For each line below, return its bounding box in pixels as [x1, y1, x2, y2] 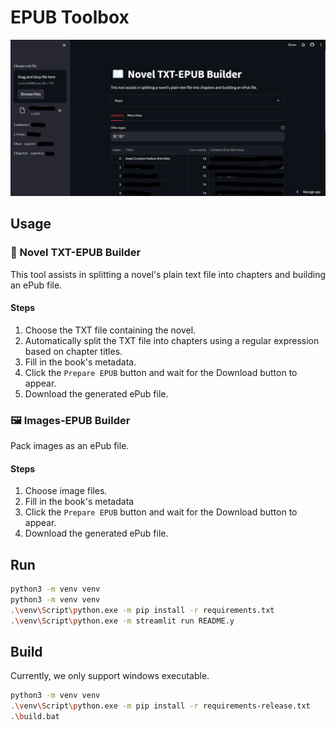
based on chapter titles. [24, 345, 123, 357]
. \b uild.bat [10, 712, 60, 722]
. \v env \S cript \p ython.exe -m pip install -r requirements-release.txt [10, 701, 311, 711]
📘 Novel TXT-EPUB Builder [10, 246, 142, 260]
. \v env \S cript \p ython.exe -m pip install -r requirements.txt [10, 605, 275, 615]
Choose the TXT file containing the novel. [24, 324, 197, 336]
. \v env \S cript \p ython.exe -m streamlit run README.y [10, 616, 235, 626]
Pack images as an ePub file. [10, 440, 130, 452]
